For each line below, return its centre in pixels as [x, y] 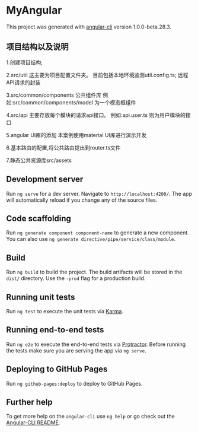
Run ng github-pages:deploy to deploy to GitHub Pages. [74, 383]
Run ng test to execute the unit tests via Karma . [65, 311]
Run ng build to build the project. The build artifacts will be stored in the [94, 272]
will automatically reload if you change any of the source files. [82, 200]
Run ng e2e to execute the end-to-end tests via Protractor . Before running [96, 344]
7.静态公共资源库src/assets [39, 160]
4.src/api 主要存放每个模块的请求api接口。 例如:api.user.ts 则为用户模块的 [96, 115]
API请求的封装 [23, 82]
